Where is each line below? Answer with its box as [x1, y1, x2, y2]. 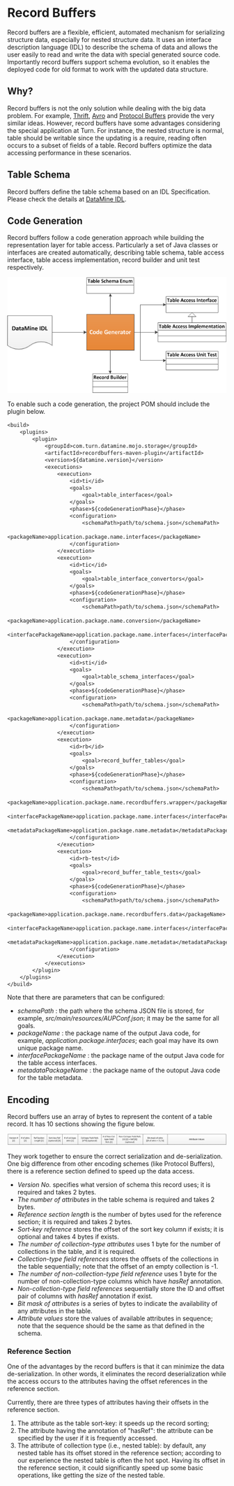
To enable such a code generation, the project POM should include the [7, 400, 210, 408]
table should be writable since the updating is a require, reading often [7, 134, 207, 142]
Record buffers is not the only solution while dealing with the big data [7, 103, 206, 113]
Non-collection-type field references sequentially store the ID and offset [17, 1285, 225, 1293]
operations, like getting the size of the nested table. [17, 1471, 165, 1480]
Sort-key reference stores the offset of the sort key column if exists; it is [17, 1225, 224, 1234]
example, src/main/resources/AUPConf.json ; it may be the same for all [17, 1014, 219, 1023]
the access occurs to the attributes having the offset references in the [7, 1377, 208, 1385]
